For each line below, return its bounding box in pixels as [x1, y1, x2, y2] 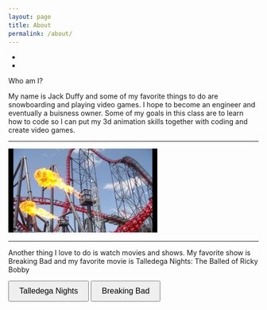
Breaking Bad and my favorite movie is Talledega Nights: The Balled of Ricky [8, 257, 258, 266]
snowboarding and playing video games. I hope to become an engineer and [8, 100, 256, 110]
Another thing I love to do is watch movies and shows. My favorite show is [8, 248, 251, 258]
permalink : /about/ [8, 29, 73, 37]
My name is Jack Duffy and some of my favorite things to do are [8, 91, 219, 101]
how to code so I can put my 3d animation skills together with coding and [8, 117, 248, 126]
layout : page [8, 13, 52, 21]
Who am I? [8, 76, 44, 86]
